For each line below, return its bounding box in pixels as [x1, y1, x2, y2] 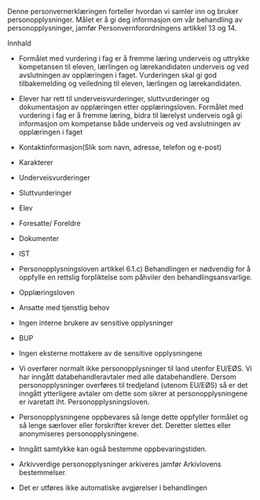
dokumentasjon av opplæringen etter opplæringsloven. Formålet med [18, 102, 244, 111]
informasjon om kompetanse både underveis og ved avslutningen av [18, 119, 241, 128]
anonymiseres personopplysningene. [18, 429, 139, 438]
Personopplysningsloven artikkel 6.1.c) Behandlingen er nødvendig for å [18, 265, 251, 273]
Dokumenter [18, 234, 60, 243]
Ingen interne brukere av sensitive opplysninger [18, 318, 174, 327]
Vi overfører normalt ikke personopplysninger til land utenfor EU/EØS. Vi [18, 364, 252, 373]
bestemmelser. [18, 468, 68, 477]
